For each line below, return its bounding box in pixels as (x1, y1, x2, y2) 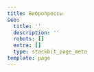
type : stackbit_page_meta (13, 49, 88, 56)
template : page (7, 55, 51, 62)
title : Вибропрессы (7, 10, 63, 17)
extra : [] (13, 42, 41, 49)
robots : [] (13, 36, 45, 43)
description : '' (13, 29, 60, 36)
